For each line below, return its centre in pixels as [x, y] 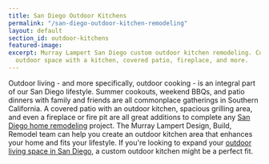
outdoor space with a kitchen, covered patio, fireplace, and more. [132, 61]
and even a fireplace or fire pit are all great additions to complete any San [129, 117]
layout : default [35, 30]
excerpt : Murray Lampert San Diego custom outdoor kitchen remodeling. [130, 53]
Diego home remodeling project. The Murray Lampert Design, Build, [120, 126]
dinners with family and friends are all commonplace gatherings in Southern [133, 100]
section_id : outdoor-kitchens [59, 38]
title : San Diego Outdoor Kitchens [68, 16]
